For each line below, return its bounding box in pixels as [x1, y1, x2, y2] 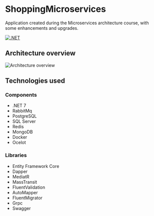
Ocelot [12, 140, 26, 146]
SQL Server [12, 118, 36, 124]
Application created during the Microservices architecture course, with [5, 20, 149, 26]
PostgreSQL [12, 113, 37, 119]
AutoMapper [12, 189, 38, 195]
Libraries [5, 152, 27, 159]
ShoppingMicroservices [5, 3, 106, 15]
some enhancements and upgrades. [5, 25, 78, 31]
